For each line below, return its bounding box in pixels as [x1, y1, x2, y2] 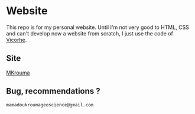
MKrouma [6, 69, 30, 76]
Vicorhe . [6, 36, 27, 43]
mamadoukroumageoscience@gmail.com [6, 102, 94, 108]
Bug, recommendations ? [6, 86, 100, 96]
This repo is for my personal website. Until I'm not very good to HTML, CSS [6, 24, 189, 31]
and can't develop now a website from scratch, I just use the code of [6, 30, 173, 37]
